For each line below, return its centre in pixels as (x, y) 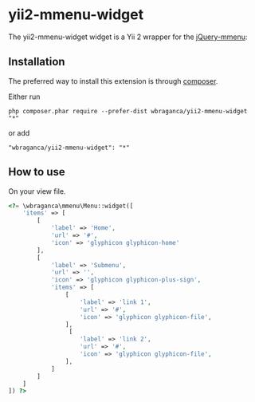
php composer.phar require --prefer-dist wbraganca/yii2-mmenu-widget (128, 111)
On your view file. (37, 191)
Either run (24, 97)
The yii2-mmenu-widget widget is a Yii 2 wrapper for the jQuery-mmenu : (128, 37)
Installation (37, 62)
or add (19, 132)
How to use (37, 172)
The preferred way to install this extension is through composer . (113, 81)
